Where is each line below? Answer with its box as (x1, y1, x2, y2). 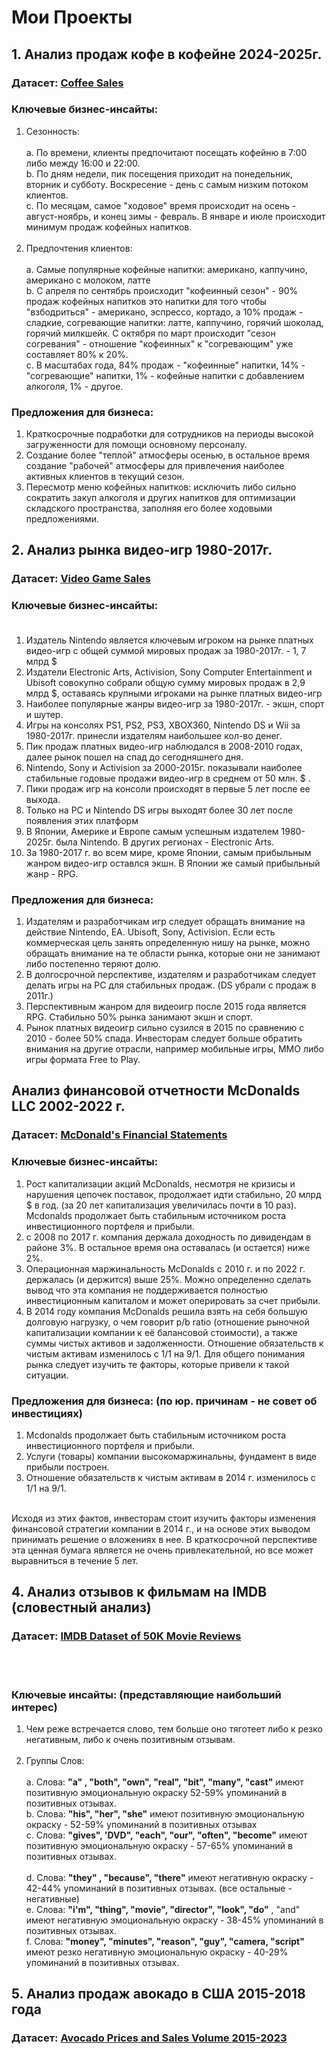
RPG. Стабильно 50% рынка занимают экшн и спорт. (25, 1011, 253, 1023)
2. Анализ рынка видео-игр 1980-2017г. (11, 542, 273, 559)
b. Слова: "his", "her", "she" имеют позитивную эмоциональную (25, 1807, 305, 1820)
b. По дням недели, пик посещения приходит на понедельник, (25, 167, 294, 180)
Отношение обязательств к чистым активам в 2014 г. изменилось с (25, 1471, 316, 1483)
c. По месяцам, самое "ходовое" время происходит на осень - (25, 199, 297, 211)
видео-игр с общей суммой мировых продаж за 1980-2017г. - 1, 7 (25, 644, 307, 656)
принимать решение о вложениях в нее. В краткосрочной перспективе (11, 1533, 318, 1545)
